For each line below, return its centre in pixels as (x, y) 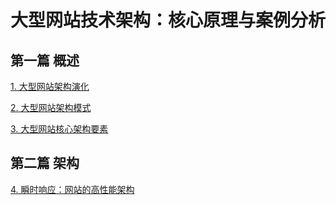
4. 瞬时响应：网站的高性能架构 (72, 189)
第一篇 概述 (45, 60)
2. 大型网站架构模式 (51, 107)
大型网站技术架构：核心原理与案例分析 (168, 20)
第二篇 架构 (45, 163)
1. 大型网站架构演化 (50, 86)
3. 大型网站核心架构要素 (59, 129)
